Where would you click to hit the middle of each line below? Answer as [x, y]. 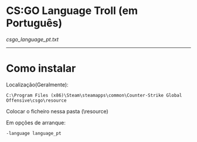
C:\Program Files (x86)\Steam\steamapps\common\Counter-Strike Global [94, 95]
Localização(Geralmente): [37, 84]
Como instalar [41, 69]
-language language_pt [34, 133]
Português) [34, 23]
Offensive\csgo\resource [36, 101]
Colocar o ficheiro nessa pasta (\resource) [57, 111]
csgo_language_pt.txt [32, 39]
